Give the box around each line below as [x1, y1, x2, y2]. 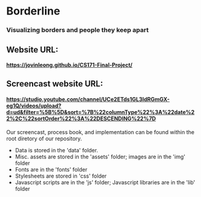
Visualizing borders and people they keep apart [6, 26, 149, 34]
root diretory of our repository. [6, 135, 82, 142]
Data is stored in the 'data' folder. [15, 146, 99, 153]
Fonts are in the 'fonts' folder [15, 166, 88, 173]
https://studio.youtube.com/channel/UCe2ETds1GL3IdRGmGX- [6, 95, 170, 103]
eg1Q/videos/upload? [6, 102, 62, 109]
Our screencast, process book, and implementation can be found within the [6, 128, 195, 135]
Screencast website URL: [6, 79, 104, 89]
